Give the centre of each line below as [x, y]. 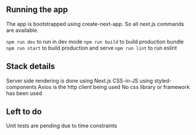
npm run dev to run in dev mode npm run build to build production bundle [95, 41]
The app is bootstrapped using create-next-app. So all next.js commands [95, 24]
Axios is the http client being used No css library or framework [114, 87]
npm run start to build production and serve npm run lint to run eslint [92, 48]
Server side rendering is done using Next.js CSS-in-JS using [80, 80]
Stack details [31, 66]
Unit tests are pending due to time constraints [62, 126]
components [22, 87]
